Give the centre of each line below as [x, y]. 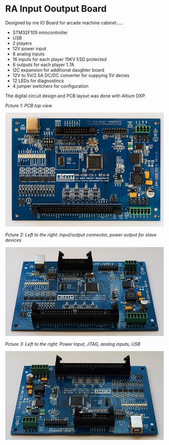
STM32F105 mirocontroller [40, 32]
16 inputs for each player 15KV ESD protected [59, 59]
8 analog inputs [29, 54]
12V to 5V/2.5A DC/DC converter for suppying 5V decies [71, 75]
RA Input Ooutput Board [56, 9]
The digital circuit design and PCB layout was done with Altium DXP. [76, 96]
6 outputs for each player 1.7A [43, 65]
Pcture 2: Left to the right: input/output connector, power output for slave [81, 235]
